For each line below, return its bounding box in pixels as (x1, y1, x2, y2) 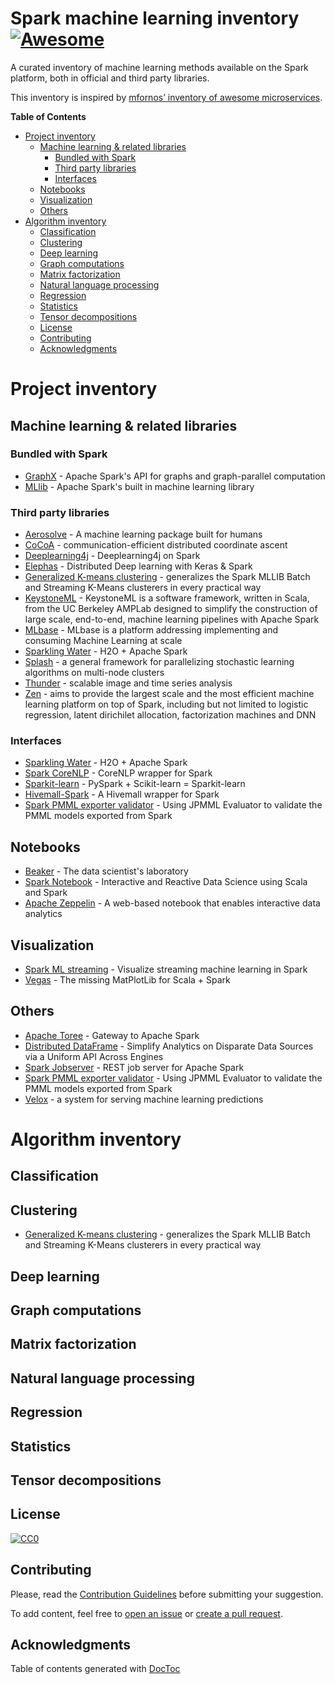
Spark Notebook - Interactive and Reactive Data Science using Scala (24, 876, 308, 888)
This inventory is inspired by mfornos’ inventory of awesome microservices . (10, 91, 323, 103)
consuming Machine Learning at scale (24, 635, 183, 647)
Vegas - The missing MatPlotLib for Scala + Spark (24, 974, 231, 986)
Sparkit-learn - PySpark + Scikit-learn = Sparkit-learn (24, 778, 246, 790)
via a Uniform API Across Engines (24, 1050, 164, 1062)
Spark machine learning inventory (10, 7, 300, 30)
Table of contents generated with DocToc (10, 1663, 181, 1675)
